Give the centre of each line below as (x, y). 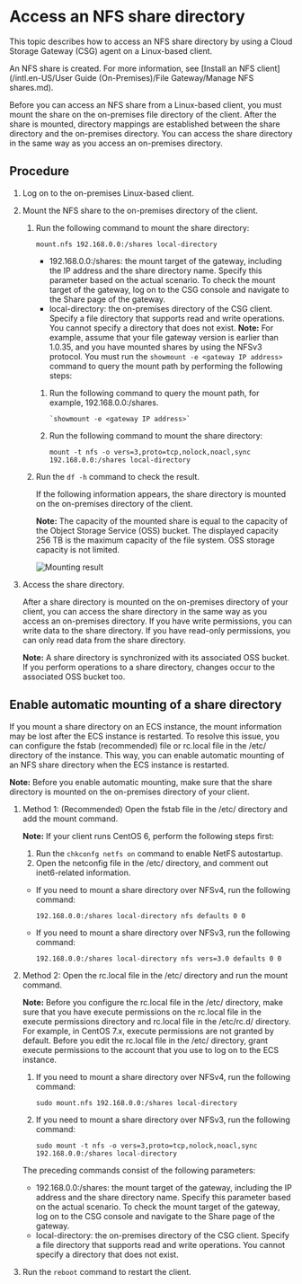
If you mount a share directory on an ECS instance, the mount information (146, 726)
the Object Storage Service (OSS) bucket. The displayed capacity (157, 530)
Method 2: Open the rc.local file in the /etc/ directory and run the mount (155, 975)
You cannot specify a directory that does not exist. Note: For (161, 328)
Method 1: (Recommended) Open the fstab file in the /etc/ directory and (155, 809)
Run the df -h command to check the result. (118, 476)
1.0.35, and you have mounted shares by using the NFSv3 (155, 347)
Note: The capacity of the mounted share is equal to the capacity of (162, 521)
